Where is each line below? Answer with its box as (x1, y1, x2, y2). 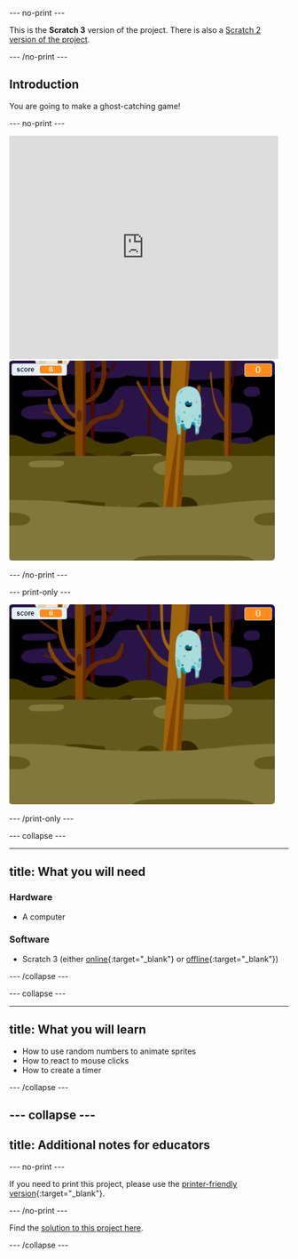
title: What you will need (9, 865, 146, 880)
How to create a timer (21, 1064, 102, 1075)
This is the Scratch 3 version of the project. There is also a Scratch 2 (9, 25, 262, 35)
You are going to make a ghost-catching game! (9, 100, 181, 111)
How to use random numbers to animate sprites (21, 1046, 197, 1056)
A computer (21, 911, 66, 922)
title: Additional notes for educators (9, 1137, 211, 1153)
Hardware (9, 891, 53, 904)
